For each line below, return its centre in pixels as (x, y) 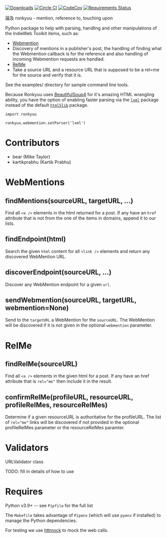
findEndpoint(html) (36, 239)
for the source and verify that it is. (47, 75)
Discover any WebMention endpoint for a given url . (58, 284)
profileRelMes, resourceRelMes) (57, 405)
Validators (27, 448)
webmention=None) (37, 308)
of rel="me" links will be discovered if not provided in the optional (72, 422)
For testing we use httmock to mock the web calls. (57, 530)
